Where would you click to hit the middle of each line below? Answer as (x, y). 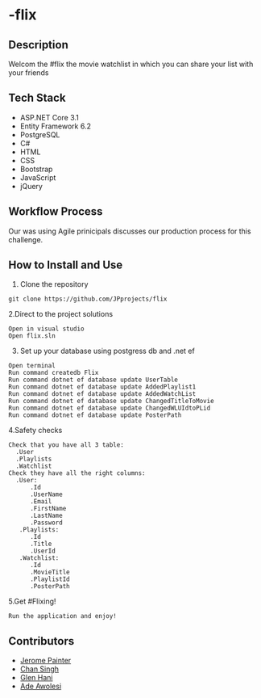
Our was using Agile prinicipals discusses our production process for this (130, 231)
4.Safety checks (35, 431)
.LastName (46, 516)
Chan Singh (39, 669)
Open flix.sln (32, 336)
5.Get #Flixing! (32, 601)
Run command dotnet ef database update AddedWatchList (102, 394)
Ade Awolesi (41, 686)
